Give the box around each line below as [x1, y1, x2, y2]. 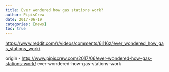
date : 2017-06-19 [5, 17, 42, 22]
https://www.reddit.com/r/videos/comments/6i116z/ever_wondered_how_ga [5, 40, 164, 46]
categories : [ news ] [5, 21, 47, 27]
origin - [5, 55, 21, 61]
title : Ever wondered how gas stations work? [5, 7, 103, 13]
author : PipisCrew [5, 12, 44, 17]
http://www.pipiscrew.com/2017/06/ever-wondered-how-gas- [21, 55, 152, 61]
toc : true [5, 26, 26, 31]
